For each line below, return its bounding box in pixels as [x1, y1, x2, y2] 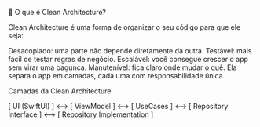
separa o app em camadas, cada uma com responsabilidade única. [8, 71, 225, 80]
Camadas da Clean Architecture [8, 86, 112, 96]
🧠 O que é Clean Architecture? [8, 8, 106, 16]
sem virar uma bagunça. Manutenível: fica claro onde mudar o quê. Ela [8, 63, 237, 72]
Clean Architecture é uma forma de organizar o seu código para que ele [8, 23, 241, 31]
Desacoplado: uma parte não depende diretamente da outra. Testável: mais [8, 46, 252, 55]
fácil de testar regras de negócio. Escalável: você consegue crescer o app [8, 55, 249, 63]
